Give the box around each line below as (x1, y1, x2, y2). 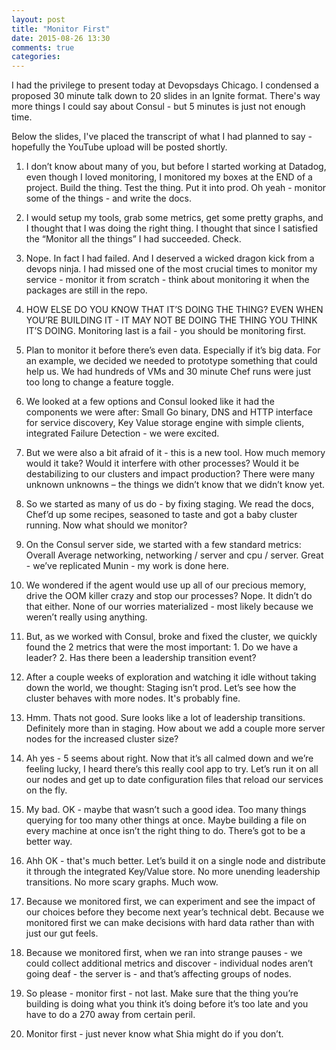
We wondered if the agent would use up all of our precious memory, (25, 579, 307, 591)
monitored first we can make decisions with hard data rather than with (25, 917, 315, 929)
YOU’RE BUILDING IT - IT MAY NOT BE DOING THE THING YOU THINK (25, 314, 318, 326)
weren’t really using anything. (25, 611, 148, 623)
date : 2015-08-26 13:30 (11, 33, 111, 43)
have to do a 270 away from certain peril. (25, 1009, 196, 1021)
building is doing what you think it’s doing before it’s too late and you (25, 998, 309, 1010)
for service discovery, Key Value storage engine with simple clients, (25, 417, 305, 429)
